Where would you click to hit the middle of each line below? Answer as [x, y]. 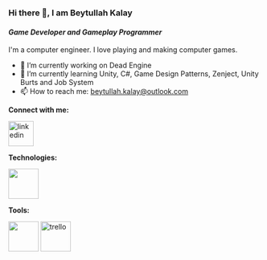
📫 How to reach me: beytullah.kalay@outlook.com [104, 91]
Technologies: [33, 158]
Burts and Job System [57, 83]
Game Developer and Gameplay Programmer [85, 32]
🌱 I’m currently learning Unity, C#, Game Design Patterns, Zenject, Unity [139, 74]
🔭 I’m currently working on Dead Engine [86, 65]
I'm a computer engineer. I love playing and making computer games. [123, 50]
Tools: [19, 210]
